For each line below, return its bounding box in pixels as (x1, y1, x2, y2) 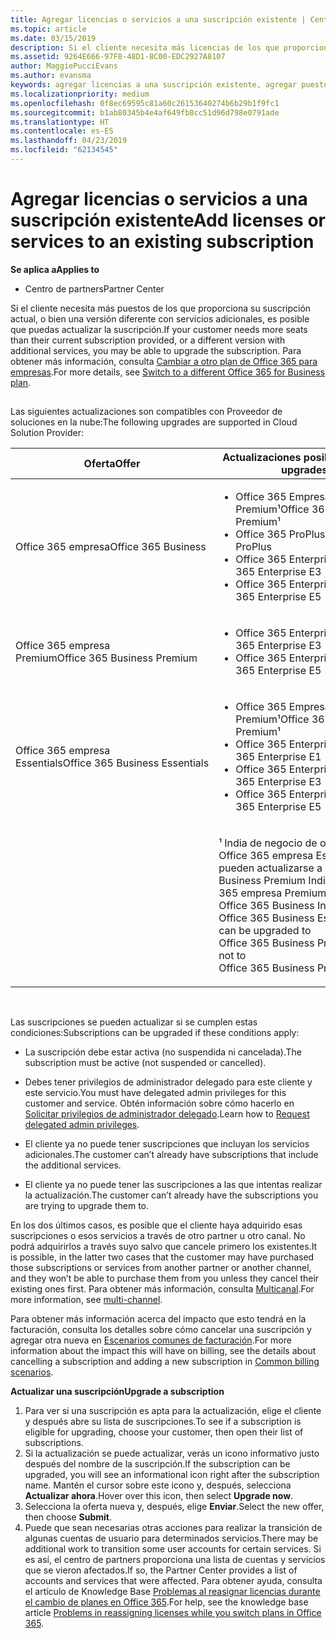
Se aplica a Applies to (10, 263, 100, 275)
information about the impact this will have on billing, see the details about (10, 1345, 317, 1357)
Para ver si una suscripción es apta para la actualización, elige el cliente (24, 1405, 322, 1417)
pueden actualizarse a (218, 861, 323, 875)
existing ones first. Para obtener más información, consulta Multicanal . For (10, 1283, 315, 1295)
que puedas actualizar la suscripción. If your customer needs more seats (10, 323, 308, 335)
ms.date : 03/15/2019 (10, 33, 97, 43)
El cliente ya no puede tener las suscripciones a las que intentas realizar (24, 1179, 323, 1191)
